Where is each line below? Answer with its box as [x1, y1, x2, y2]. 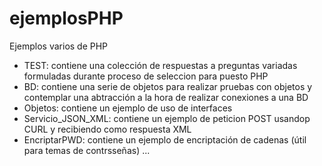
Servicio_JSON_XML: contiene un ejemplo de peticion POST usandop [23, 112, 311, 124]
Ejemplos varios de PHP [9, 40, 109, 52]
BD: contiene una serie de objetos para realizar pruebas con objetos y [23, 80, 313, 92]
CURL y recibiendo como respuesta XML [23, 123, 192, 135]
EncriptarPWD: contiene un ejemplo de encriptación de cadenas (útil [23, 133, 307, 146]
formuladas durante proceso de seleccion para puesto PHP [23, 70, 269, 82]
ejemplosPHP [9, 7, 124, 30]
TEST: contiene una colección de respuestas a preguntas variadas [23, 59, 298, 71]
